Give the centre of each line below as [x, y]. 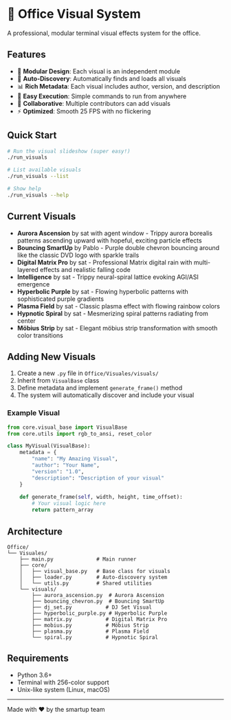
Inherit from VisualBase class [58, 381]
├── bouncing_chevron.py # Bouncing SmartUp [98, 601]
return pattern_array [63, 510]
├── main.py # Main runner [78, 559]
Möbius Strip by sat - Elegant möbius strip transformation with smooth [117, 328]
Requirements [38, 659]
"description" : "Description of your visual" [98, 478]
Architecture [35, 531]
